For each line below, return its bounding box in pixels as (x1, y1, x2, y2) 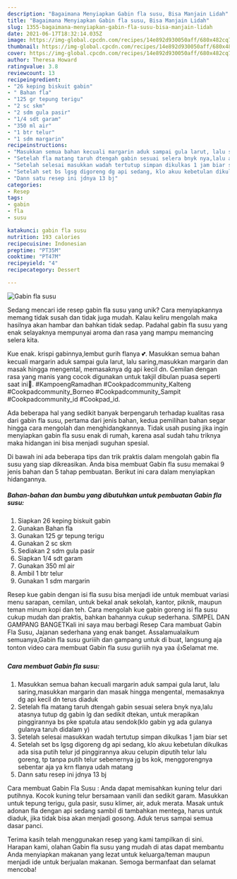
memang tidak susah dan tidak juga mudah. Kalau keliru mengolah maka (7, 313, 217, 322)
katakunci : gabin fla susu (7, 227, 87, 234)
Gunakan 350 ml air (17, 561, 75, 570)
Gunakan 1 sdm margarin (17, 576, 90, 585)
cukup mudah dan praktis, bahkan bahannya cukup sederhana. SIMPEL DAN (7, 612, 230, 621)
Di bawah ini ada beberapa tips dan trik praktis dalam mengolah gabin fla (7, 452, 220, 460)
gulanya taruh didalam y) (17, 725, 90, 733)
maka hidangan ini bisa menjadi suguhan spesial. (7, 438, 150, 447)
